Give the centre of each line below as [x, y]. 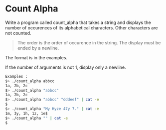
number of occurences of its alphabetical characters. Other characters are [82, 27]
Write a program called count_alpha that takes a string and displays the [78, 22]
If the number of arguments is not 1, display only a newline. [66, 67]
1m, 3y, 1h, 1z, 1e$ [27, 113]
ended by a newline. [38, 48]
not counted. [18, 33]
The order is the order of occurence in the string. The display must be [89, 42]
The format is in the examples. [36, 57]
